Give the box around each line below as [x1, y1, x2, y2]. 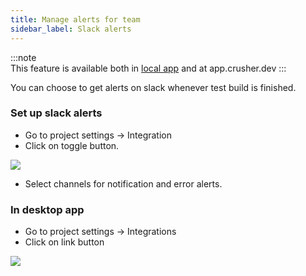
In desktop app [10, 202, 85, 216]
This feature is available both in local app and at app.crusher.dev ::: [10, 62, 287, 74]
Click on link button [24, 236, 105, 248]
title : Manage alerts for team [10, 14, 141, 25]
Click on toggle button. [24, 139, 120, 151]
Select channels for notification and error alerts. [24, 177, 223, 190]
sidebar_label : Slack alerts [10, 24, 132, 34]
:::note [10, 51, 37, 63]
